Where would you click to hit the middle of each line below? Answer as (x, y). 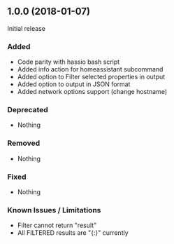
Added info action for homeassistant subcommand (90, 69)
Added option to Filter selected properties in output (91, 77)
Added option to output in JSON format (74, 84)
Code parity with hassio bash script (68, 62)
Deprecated (28, 110)
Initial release (26, 28)
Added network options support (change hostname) (92, 92)
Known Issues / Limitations (54, 210)
